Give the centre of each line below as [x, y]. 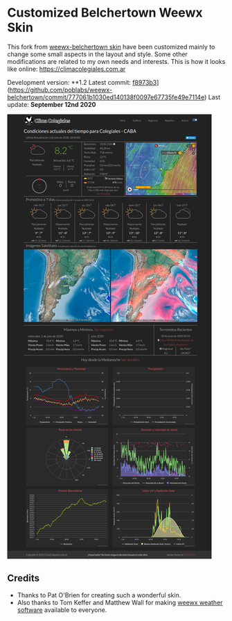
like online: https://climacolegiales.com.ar [66, 69]
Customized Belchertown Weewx [105, 13]
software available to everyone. [62, 610]
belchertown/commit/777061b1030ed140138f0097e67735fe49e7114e [106, 97]
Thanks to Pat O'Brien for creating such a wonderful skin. [99, 595]
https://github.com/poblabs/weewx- [61, 90]
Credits [24, 578]
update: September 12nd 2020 [52, 104]
